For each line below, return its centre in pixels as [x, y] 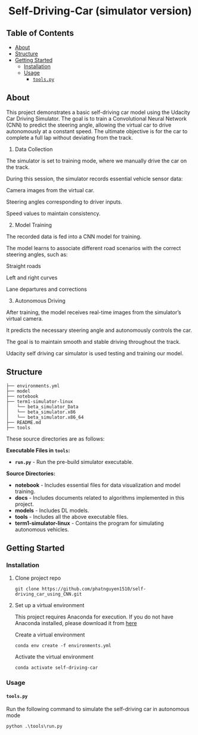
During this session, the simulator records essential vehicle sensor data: [95, 179]
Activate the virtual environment [54, 657]
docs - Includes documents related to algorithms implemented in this [100, 497]
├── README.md [24, 422]
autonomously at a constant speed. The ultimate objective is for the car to [97, 131]
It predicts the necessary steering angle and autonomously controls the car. [99, 330]
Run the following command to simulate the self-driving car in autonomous [98, 709]
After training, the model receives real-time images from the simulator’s [94, 312]
